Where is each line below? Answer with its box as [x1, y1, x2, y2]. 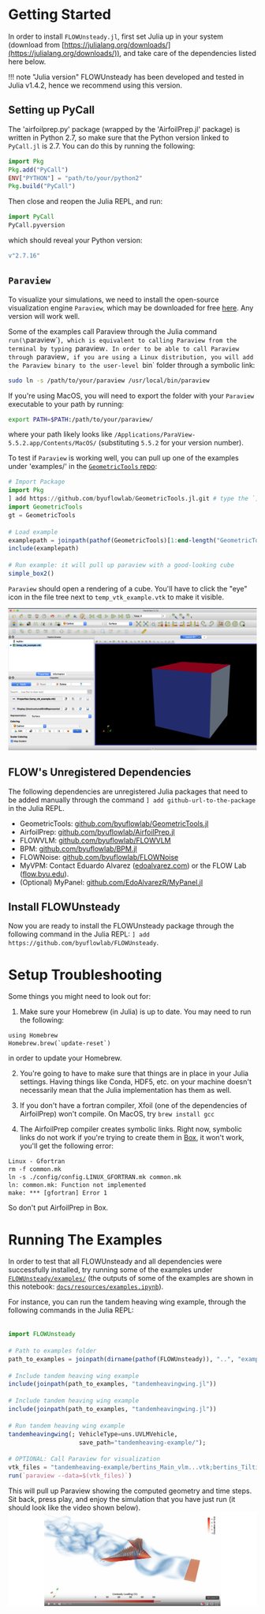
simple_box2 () [8, 570, 55, 578]
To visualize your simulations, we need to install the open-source [8, 295, 219, 304]
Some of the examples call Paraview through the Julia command [8, 326, 218, 336]
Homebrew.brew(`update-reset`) [8, 1040, 111, 1048]
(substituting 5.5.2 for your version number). [98, 438, 244, 448]
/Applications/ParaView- [114, 431, 196, 439]
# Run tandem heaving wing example [8, 1421, 125, 1430]
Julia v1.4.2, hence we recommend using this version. [8, 81, 183, 90]
